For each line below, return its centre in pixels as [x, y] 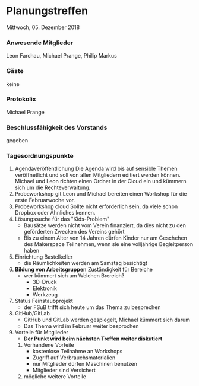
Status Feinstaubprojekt [44, 301]
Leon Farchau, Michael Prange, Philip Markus [61, 56]
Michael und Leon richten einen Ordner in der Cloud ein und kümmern [100, 181]
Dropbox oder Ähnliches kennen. [55, 213]
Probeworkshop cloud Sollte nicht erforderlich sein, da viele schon [96, 206]
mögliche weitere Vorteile [55, 377]
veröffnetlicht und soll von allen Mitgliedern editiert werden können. [97, 175]
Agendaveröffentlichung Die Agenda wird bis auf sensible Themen [96, 169]
